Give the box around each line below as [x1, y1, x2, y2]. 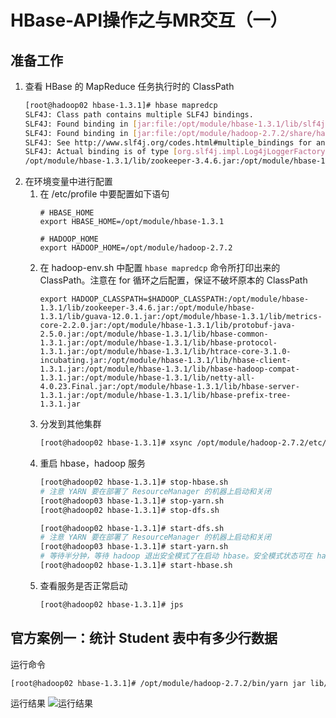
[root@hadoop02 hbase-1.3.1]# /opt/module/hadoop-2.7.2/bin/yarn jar [10, 678, 307, 688]
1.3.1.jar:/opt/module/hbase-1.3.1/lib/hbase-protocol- [39, 338, 278, 348]
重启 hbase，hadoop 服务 [39, 457, 146, 469]
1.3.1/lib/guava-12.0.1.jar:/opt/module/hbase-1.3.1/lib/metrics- [39, 312, 323, 322]
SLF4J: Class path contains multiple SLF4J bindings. [24, 109, 254, 120]
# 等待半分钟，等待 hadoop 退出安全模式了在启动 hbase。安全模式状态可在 [39, 551, 313, 561]
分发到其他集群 [39, 418, 102, 430]
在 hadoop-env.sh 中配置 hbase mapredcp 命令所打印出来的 [39, 262, 281, 274]
